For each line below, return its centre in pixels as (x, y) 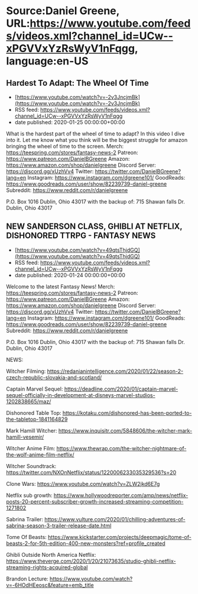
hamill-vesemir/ (25, 437)
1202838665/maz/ (29, 401)
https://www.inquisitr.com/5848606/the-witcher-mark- (125, 430)
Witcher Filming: (26, 371)
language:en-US (47, 61)
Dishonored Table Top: (34, 413)
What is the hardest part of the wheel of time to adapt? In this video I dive (95, 134)
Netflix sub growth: (29, 495)
